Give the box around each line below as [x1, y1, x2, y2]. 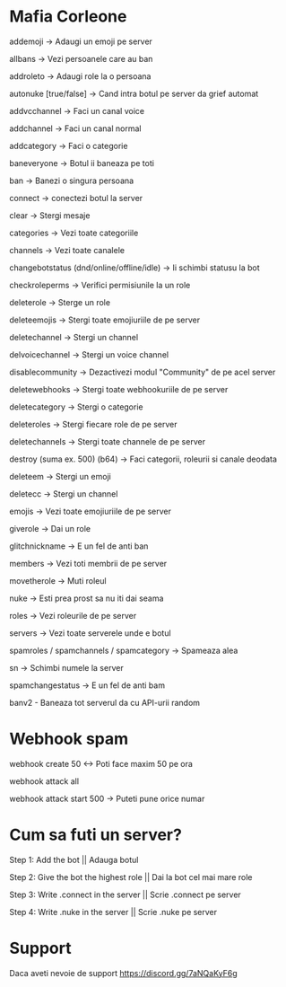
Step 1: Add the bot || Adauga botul [9, 854, 139, 865]
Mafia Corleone [9, 6, 127, 27]
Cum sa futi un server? [9, 824, 182, 845]
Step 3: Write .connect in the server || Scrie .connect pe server [9, 889, 242, 900]
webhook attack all [9, 775, 79, 787]
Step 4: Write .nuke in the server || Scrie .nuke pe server [9, 906, 218, 917]
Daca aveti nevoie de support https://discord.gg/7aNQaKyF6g [9, 967, 238, 978]
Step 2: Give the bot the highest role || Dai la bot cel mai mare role [9, 871, 253, 882]
